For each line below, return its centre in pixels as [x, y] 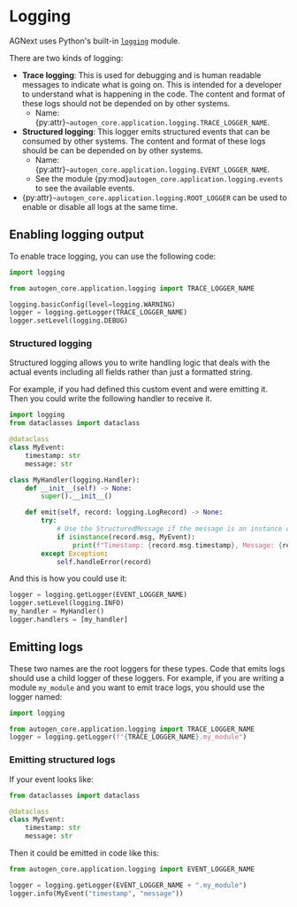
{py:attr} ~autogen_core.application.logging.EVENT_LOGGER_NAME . [152, 169]
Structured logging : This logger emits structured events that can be [146, 131]
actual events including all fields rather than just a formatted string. [131, 372]
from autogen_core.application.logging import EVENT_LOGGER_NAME [132, 870]
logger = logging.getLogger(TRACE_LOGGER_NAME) [99, 313]
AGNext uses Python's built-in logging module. [95, 41]
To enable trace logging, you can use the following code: [113, 256]
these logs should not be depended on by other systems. [126, 103]
